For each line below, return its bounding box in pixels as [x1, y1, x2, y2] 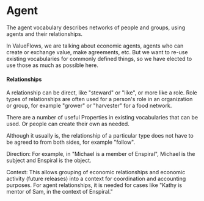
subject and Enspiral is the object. [6, 157, 92, 164]
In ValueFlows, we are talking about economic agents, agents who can [6, 42, 184, 49]
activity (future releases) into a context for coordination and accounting [6, 175, 186, 183]
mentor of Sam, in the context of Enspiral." [6, 188, 113, 196]
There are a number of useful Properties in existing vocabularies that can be [6, 114, 199, 121]
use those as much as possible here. [6, 62, 99, 69]
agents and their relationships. [6, 30, 83, 37]
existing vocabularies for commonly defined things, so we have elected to [6, 55, 192, 62]
